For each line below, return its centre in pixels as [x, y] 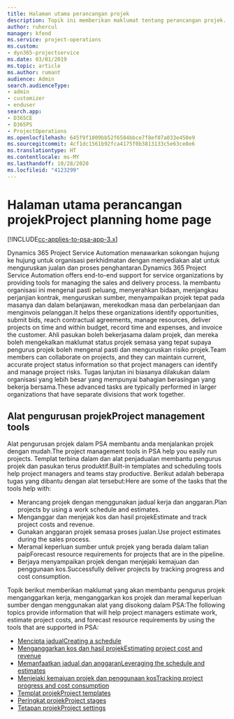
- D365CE [20, 118]
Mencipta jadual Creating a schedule [69, 641]
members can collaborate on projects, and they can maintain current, [107, 357]
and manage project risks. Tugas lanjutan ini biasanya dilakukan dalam [109, 371]
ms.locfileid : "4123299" [43, 170]
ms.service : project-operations [54, 40]
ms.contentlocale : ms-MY [43, 157]
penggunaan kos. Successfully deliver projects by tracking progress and [121, 569]
